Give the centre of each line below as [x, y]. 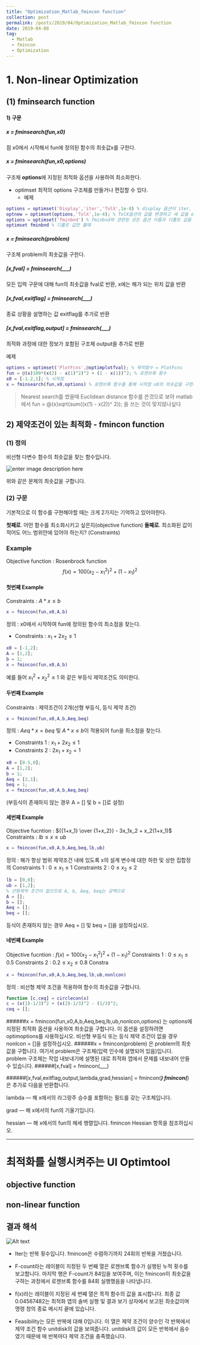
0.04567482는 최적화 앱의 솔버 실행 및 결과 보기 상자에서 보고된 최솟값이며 [102, 1301]
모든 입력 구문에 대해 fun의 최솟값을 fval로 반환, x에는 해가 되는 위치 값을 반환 [96, 284]
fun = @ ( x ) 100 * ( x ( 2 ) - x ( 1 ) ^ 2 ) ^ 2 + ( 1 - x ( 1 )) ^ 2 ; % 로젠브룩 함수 [87, 373]
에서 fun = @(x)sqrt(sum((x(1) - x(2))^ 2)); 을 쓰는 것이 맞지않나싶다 [101, 404]
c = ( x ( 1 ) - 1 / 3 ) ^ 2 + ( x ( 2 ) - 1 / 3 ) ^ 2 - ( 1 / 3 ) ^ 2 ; [62, 1004]
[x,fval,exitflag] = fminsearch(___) [49, 298]
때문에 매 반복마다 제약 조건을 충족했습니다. [76, 1336]
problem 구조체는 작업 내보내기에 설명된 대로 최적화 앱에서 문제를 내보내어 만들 [98, 1058]
